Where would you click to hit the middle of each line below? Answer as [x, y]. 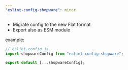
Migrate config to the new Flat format [52, 24]
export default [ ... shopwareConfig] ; [45, 63]
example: [15, 40]
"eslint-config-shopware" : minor [41, 10]
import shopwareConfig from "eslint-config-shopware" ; [65, 54]
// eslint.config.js [27, 49]
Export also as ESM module [41, 30]
